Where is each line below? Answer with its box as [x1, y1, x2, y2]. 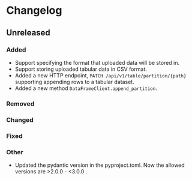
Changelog [6, 4, 62, 17]
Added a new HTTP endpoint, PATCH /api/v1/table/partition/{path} [14, 71, 187, 79]
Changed [6, 115, 34, 124]
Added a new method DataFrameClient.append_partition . [14, 85, 157, 92]
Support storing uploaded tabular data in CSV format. [14, 65, 147, 73]
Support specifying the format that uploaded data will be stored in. [14, 59, 180, 66]
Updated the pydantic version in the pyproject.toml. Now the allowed [14, 161, 185, 169]
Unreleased [6, 28, 51, 38]
